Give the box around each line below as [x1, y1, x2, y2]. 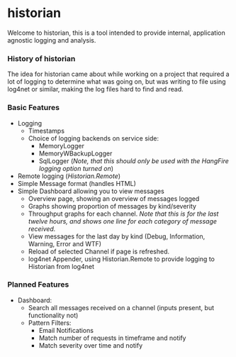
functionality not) [28, 311, 79, 319]
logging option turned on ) [38, 164, 114, 172]
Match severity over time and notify [38, 341, 143, 349]
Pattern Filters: [28, 318, 72, 327]
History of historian [7, 53, 76, 63]
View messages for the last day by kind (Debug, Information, [28, 232, 206, 241]
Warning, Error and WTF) [28, 239, 101, 248]
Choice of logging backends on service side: [28, 133, 159, 143]
